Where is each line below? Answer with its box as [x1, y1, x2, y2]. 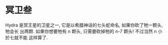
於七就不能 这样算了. [5, 34, 48, 40]
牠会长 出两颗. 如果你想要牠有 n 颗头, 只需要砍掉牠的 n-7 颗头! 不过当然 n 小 [5, 28, 163, 34]
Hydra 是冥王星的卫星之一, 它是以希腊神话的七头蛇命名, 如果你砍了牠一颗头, [5, 22, 163, 28]
